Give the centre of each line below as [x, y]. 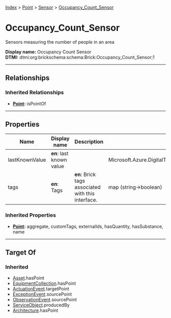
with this [85, 194]
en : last [60, 154]
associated [88, 187]
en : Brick [85, 175]
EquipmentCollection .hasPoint [44, 283]
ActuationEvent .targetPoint [41, 289]
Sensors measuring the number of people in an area [60, 42]
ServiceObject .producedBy [41, 305]
